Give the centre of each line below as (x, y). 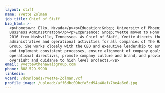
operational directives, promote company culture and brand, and (78, 55)
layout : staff (20, 10)
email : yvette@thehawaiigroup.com (41, 64)
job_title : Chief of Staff (33, 19)
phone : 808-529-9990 (26, 69)
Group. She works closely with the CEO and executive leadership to (81, 46)
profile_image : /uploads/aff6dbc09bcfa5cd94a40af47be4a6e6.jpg (71, 83)
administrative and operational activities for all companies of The (82, 42)
